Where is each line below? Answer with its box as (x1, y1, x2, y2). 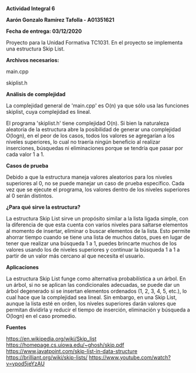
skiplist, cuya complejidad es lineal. (6, 108, 92, 115)
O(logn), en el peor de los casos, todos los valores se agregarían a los (6, 132, 175, 139)
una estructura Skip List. (6, 45, 65, 52)
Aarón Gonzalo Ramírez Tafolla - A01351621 (6, 16, 115, 23)
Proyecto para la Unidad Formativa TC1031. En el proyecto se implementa (6, 39, 183, 46)
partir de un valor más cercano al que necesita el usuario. (6, 252, 145, 259)
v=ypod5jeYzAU (6, 360, 45, 367)
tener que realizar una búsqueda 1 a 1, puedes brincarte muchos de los (6, 240, 177, 247)
